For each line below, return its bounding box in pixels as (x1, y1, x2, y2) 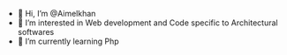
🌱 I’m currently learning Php (17, 36, 119, 46)
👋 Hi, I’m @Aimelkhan (17, 9, 96, 18)
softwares (17, 27, 55, 37)
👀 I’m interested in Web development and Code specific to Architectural (17, 17, 278, 28)
